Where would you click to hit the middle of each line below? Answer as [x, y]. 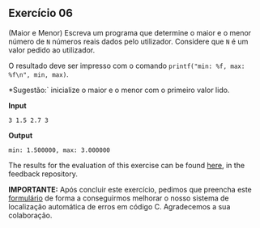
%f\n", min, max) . [38, 74]
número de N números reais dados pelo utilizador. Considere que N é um [128, 41]
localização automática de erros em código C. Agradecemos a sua [119, 206]
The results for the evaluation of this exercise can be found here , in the [127, 165]
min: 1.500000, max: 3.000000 [60, 150]
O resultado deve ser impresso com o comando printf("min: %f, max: [127, 65]
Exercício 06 [40, 13]
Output [21, 135]
